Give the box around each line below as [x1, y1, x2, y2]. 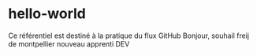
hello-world [8, 5, 87, 23]
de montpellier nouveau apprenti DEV [8, 39, 130, 48]
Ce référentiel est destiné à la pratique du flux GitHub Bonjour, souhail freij [8, 31, 250, 40]
